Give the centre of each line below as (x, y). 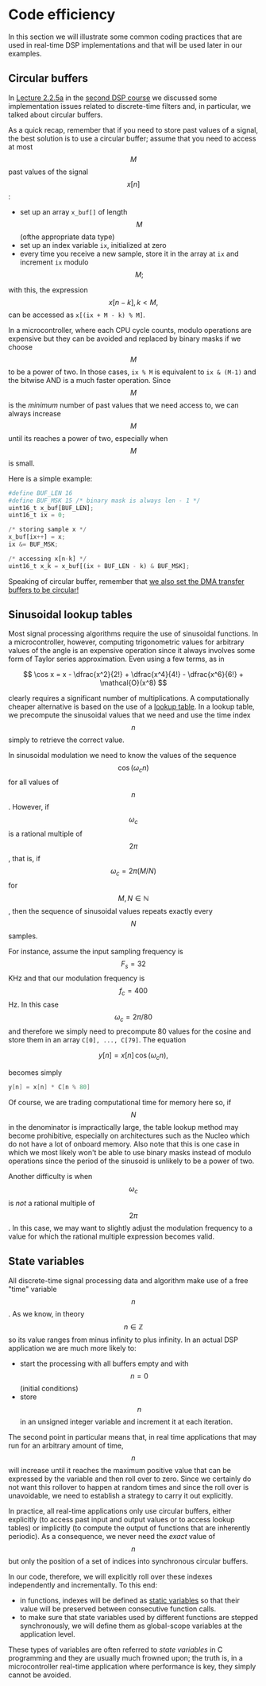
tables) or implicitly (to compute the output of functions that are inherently (129, 1528)
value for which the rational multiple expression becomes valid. (112, 1236)
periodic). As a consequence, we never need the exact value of (112, 1536)
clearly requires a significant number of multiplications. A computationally (129, 698)
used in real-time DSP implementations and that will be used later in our (125, 44)
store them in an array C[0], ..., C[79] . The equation (97, 1040)
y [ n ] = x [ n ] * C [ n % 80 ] (49, 1087)
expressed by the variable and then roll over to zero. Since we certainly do (130, 1479)
